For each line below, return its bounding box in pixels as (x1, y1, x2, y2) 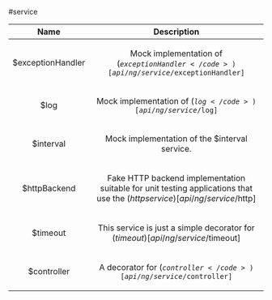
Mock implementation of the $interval (104, 133, 249, 144)
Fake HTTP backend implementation (107, 173, 246, 183)
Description (153, 26, 200, 37)
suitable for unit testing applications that (100, 182, 253, 194)
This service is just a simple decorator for (97, 222, 255, 234)
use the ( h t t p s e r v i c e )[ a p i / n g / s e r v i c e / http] (96, 193, 257, 204)
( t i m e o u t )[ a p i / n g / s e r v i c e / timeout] (112, 233, 241, 243)
